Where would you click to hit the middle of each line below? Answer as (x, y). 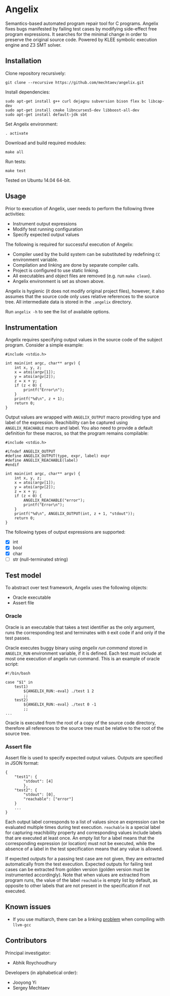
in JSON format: (22, 763)
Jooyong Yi (24, 982)
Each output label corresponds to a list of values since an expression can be (85, 822)
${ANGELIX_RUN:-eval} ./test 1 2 (59, 691)
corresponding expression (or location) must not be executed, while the (80, 844)
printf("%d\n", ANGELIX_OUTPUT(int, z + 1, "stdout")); (75, 514)
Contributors (26, 941)
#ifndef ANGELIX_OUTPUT (30, 452)
